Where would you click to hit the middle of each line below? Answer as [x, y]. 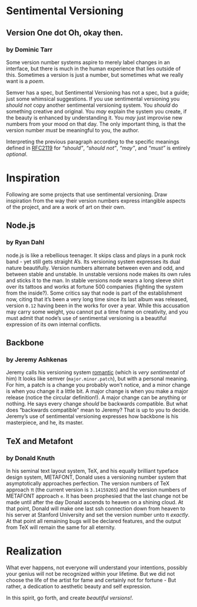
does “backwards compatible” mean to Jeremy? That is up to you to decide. [98, 410]
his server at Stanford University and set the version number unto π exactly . [98, 514]
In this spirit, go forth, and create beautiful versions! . [70, 598]
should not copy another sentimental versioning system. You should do [92, 105]
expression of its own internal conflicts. [54, 324]
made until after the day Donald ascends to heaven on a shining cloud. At [95, 502]
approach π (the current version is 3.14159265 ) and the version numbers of [96, 489]
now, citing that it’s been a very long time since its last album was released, [97, 299]
